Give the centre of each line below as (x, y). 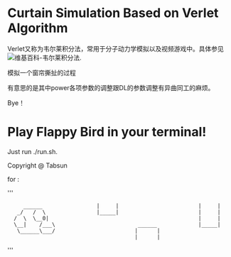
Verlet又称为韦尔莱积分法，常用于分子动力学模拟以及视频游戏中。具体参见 (116, 48)
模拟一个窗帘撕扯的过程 (42, 72)
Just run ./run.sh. (33, 151)
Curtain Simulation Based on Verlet (113, 13)
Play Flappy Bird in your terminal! (107, 132)
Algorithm (38, 28)
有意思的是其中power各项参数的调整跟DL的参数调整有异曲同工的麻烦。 (111, 87)
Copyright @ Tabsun (37, 165)
